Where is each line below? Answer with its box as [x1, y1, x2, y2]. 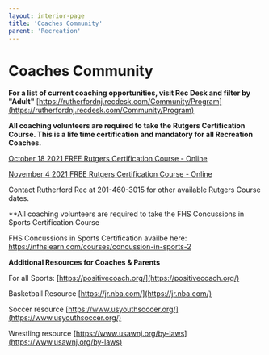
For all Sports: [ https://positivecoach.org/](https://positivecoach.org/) [8, 274, 240, 283]
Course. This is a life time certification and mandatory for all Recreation [8, 130, 253, 140]
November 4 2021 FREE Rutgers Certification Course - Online [8, 169, 212, 179]
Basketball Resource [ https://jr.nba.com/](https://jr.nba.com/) [8, 289, 212, 299]
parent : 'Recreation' [8, 27, 82, 35]
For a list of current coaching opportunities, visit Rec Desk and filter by [8, 88, 251, 98]
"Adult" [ [8, 97, 40, 106]
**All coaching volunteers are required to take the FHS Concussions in [8, 209, 245, 219]
